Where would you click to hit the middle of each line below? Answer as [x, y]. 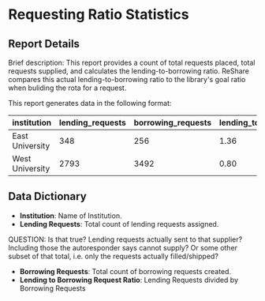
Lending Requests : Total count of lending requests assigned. [119, 224]
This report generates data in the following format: [90, 103]
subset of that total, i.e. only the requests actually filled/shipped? [114, 256]
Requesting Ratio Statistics [99, 15]
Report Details [44, 44]
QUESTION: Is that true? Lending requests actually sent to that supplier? [125, 239]
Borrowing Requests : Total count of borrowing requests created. [125, 271]
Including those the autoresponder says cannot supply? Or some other [123, 247]
